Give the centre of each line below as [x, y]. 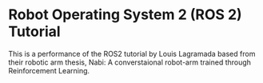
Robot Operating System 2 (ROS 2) [125, 15]
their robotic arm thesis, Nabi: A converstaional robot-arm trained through [130, 62]
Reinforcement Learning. [49, 70]
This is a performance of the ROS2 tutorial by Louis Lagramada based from [132, 53]
